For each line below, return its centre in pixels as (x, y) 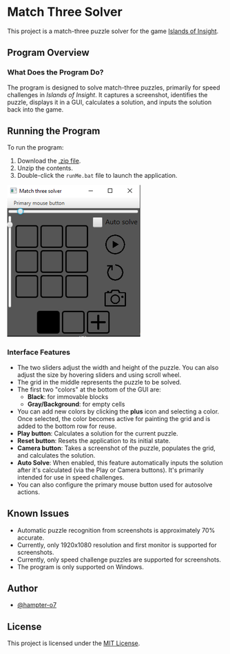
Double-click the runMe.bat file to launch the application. (97, 176)
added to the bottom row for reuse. (67, 426)
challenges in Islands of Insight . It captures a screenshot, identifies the (107, 94)
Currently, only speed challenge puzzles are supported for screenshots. (119, 560)
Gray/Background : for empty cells (76, 404)
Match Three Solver (65, 12)
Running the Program (54, 131)
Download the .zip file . (49, 161)
